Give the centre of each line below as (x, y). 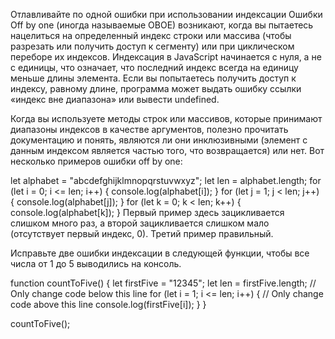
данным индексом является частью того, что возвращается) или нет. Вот (167, 150)
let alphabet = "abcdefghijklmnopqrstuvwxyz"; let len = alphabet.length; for (166, 180)
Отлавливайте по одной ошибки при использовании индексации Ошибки (166, 14)
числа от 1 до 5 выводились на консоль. (96, 263)
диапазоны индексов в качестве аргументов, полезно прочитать (149, 129)
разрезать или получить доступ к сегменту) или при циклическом (152, 46)
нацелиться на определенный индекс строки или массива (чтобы (151, 35)
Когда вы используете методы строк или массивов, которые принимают (166, 118)
